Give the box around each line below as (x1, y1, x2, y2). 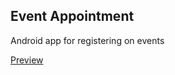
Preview (10, 54, 44, 66)
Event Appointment (10, 8, 135, 25)
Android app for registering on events (10, 34, 165, 46)
